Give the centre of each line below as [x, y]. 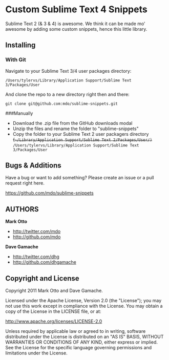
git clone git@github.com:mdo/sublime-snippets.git [61, 103]
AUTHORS [22, 209]
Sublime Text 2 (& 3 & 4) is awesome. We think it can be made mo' [76, 24]
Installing [20, 45]
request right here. [25, 183]
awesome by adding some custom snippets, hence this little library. [76, 29]
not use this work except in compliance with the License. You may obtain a [84, 306]
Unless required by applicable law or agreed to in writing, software [76, 331]
